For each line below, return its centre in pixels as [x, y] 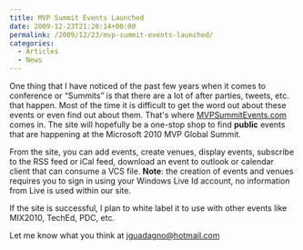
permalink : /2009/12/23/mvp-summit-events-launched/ [111, 35]
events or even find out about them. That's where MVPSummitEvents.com [148, 115]
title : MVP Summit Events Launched [77, 18]
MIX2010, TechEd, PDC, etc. [62, 218]
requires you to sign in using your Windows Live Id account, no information [150, 181]
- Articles [38, 52]
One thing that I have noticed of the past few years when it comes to [138, 86]
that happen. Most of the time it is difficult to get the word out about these [148, 105]
